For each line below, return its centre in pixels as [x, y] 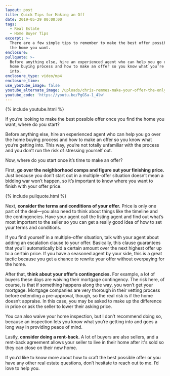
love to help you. [23, 368]
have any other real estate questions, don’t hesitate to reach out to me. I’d [82, 363]
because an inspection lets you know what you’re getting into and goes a [81, 322]
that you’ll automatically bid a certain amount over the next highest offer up [83, 248]
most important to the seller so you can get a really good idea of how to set [83, 222]
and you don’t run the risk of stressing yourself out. [59, 151]
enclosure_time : [22, 81]
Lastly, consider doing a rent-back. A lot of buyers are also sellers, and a [82, 337]
